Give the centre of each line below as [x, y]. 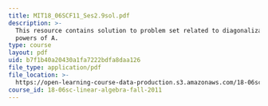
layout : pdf [28, 53]
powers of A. [37, 38]
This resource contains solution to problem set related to [117, 30]
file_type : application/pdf [55, 68]
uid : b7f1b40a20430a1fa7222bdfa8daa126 [75, 61]
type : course [30, 45]
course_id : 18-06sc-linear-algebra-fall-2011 [85, 90]
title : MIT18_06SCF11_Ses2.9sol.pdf [69, 16]
